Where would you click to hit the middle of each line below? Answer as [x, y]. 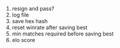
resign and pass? [33, 9]
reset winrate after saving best [50, 27]
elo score [23, 40]
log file [20, 15]
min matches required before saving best [63, 34]
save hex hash [30, 21]
